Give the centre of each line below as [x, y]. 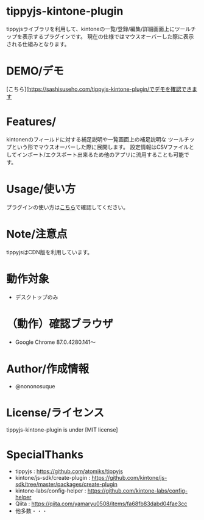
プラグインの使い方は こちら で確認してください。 [68, 207]
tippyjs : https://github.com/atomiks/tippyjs [69, 471]
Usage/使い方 [41, 189]
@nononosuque [35, 386]
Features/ [31, 122]
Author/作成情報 [48, 369]
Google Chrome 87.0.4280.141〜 [55, 342]
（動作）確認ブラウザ [60, 324]
